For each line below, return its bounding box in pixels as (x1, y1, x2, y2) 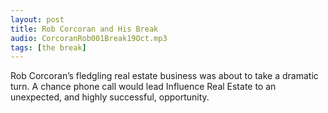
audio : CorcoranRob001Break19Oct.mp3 (10, 33, 168, 43)
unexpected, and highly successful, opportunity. (10, 91, 210, 103)
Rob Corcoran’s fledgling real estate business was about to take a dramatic (10, 70, 319, 82)
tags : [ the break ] (10, 42, 87, 53)
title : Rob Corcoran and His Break (10, 24, 159, 34)
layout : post (10, 14, 65, 25)
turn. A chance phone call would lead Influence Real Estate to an (10, 81, 277, 93)
